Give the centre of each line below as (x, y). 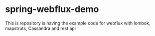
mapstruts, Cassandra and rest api (41, 28)
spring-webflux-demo (52, 9)
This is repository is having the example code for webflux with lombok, (78, 23)
